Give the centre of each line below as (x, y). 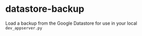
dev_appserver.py (24, 28)
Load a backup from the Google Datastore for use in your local (71, 23)
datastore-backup (45, 9)
